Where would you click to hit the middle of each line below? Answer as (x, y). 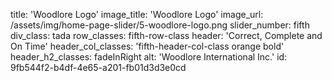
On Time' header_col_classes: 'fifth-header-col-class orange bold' (147, 46)
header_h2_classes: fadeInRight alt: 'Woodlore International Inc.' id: (149, 57)
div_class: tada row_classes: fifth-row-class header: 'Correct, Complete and (166, 35)
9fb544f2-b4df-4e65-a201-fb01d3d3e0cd (98, 67)
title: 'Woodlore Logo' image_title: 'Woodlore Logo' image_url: (137, 14)
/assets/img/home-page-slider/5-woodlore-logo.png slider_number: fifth (160, 25)
